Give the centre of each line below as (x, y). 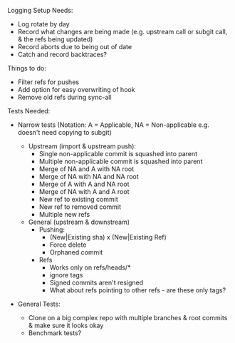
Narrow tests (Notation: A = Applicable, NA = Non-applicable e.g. (114, 125)
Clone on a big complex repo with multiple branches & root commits (128, 318)
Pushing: (52, 230)
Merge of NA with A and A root (84, 191)
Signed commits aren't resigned (96, 282)
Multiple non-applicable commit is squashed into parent (121, 161)
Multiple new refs (64, 214)
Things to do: (27, 68)
